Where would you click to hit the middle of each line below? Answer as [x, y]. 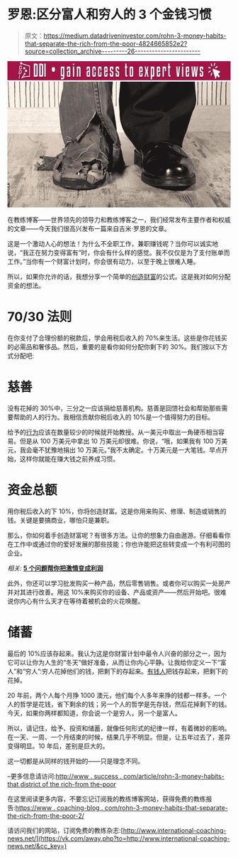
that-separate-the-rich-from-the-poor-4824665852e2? [106, 43]
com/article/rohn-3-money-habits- [174, 776]
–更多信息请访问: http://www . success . [65, 776]
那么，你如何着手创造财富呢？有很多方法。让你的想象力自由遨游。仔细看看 [116, 536]
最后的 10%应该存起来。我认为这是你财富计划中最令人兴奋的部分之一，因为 [117, 653]
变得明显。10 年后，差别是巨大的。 [58, 746]
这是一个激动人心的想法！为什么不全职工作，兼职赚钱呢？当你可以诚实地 [113, 244]
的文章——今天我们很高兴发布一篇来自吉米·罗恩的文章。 [89, 229]
